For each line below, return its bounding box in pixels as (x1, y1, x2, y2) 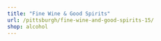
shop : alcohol (7, 23, 49, 30)
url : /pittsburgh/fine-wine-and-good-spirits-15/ (7, 17, 155, 24)
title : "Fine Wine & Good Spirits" (7, 10, 111, 17)
